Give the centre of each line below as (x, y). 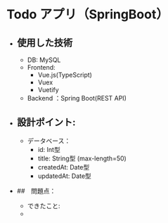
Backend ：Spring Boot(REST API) (77, 98)
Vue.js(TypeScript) (65, 75)
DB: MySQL (44, 60)
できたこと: (44, 205)
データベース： (49, 141)
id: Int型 (49, 149)
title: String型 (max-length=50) (82, 158)
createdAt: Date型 (64, 167)
